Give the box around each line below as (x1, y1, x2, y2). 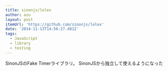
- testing (10, 45, 31, 51)
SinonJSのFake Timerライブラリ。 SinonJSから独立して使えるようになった (5, 60, 163, 66)
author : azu (5, 12, 31, 17)
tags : (5, 31, 17, 36)
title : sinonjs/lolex (5, 7, 52, 13)
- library (10, 41, 31, 46)
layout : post (5, 17, 33, 22)
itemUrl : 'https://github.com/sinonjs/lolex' (5, 21, 104, 27)
